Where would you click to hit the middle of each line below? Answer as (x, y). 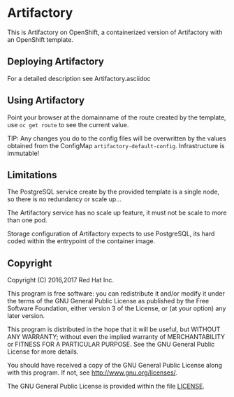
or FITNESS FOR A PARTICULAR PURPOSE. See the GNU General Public (111, 345)
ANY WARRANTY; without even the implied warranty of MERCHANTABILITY (116, 337)
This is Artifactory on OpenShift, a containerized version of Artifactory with (115, 32)
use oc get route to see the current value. (68, 124)
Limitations (32, 175)
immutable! (23, 153)
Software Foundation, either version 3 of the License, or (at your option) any (117, 308)
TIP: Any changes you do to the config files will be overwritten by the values (117, 138)
